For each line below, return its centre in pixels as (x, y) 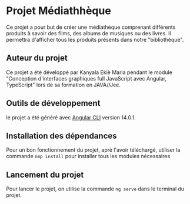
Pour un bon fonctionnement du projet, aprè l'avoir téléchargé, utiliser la (93, 150)
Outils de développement (53, 103)
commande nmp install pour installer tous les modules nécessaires (88, 156)
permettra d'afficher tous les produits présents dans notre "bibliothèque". (95, 39)
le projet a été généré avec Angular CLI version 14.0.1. (71, 117)
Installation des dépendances (61, 136)
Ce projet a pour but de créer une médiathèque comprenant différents (91, 27)
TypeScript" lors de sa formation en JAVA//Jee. (63, 85)
